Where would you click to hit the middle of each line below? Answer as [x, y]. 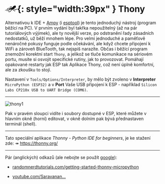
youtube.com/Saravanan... [39, 176]
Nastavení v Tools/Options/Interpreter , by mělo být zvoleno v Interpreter [81, 79]
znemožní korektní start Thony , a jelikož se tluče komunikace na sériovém [79, 54]
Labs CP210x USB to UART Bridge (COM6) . [46, 90]
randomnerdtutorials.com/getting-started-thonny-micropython [75, 167]
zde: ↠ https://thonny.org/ [31, 143]
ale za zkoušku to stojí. [28, 69]
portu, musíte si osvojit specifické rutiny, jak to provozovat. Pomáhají [74, 59]
